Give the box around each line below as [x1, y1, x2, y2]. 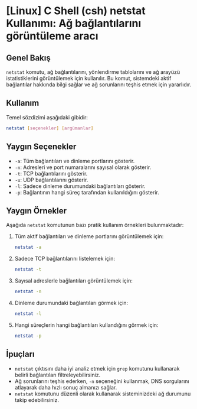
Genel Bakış [6, 53, 51, 63]
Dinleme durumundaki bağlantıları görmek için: [14, 299, 129, 306]
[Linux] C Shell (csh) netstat [6, 4, 146, 18]
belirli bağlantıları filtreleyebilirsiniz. [14, 371, 101, 378]
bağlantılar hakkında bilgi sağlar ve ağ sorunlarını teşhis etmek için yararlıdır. [6, 81, 192, 88]
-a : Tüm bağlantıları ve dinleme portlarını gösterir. [14, 157, 135, 164]
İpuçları [6, 349, 35, 359]
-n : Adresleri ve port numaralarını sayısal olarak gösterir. [14, 164, 152, 171]
